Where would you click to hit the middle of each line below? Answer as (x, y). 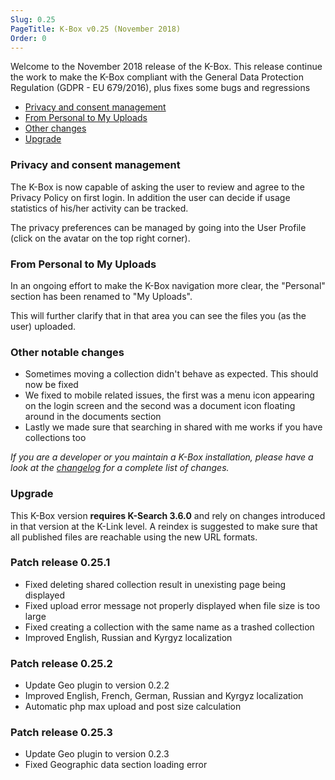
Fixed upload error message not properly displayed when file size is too (172, 605)
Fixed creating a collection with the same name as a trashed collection (169, 627)
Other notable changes (67, 352)
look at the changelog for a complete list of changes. (120, 468)
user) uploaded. (43, 326)
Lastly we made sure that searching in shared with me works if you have (173, 427)
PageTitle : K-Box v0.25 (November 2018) (96, 29)
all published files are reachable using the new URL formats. (134, 537)
